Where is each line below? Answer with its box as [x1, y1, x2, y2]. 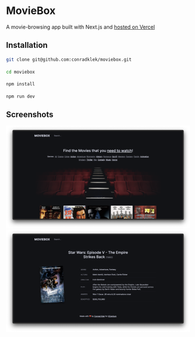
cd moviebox [6, 69, 35, 75]
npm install [6, 81, 35, 87]
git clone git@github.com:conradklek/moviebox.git [6, 57, 132, 62]
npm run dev [6, 93, 35, 99]
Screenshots [6, 110, 54, 120]
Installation [6, 40, 48, 50]
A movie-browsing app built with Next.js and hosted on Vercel [6, 23, 155, 30]
